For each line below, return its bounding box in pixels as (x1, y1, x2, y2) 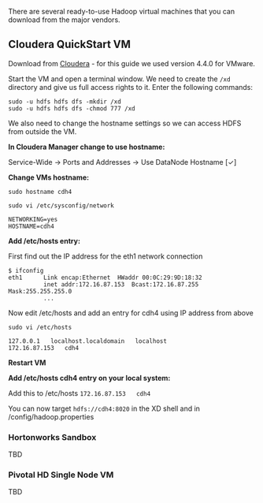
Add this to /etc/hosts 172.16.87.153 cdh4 (8, 388, 151, 397)
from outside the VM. (8, 126, 77, 136)
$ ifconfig (8, 266, 44, 274)
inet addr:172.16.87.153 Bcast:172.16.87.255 (43, 280, 199, 289)
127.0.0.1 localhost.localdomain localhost (8, 337, 168, 345)
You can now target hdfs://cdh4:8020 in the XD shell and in (8, 404, 201, 413)
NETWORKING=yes (8, 215, 58, 223)
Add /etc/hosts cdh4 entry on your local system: (8, 373, 171, 382)
